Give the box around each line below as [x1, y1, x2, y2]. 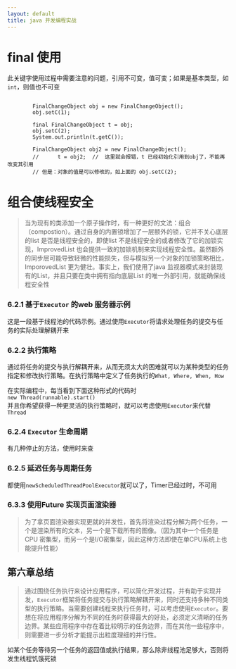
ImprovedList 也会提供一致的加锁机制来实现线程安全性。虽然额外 [37, 245, 225, 254]
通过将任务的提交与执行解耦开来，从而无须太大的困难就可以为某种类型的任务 [7, 362, 229, 370]
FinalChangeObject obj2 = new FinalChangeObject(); [32, 146, 188, 154]
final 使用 [7, 49, 62, 65]
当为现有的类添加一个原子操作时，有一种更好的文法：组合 [24, 219, 191, 227]
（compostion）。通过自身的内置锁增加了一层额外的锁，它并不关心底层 [24, 227, 228, 236]
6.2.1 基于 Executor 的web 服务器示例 [7, 300, 131, 310]
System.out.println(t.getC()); [32, 134, 124, 141]
